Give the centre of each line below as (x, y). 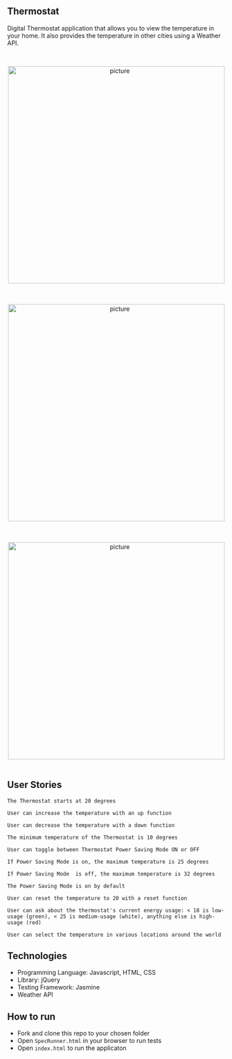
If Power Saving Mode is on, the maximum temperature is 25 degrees (108, 862)
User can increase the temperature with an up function (89, 813)
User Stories (35, 785)
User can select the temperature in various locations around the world (114, 935)
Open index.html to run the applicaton (72, 1048)
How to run (32, 1016)
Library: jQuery (39, 980)
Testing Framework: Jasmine (59, 987)
